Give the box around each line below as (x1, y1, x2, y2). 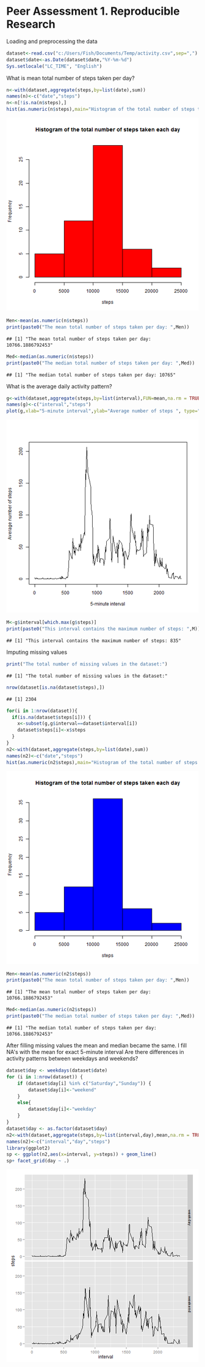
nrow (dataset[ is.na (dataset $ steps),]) (6, 684, 105, 691)
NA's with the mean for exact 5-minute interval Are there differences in (6, 1048, 184, 1056)
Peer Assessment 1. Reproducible (6, 4, 180, 18)
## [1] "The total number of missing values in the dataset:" (6, 673, 168, 679)
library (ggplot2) (6, 1145, 51, 1151)
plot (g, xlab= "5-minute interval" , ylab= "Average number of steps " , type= (6, 408, 198, 414)
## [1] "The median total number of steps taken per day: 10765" (6, 372, 176, 378)
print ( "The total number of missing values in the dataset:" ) (6, 661, 168, 667)
